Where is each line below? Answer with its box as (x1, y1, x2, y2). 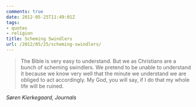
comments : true (6, 8, 44, 15)
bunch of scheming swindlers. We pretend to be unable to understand (20, 63, 191, 71)
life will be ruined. (20, 82, 64, 89)
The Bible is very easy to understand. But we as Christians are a (20, 57, 177, 65)
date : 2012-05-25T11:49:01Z (6, 14, 76, 20)
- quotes (6, 25, 28, 31)
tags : (6, 19, 19, 25)
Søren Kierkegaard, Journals (6, 93, 77, 101)
